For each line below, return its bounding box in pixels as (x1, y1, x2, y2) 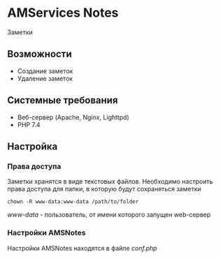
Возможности (7, 48, 72, 60)
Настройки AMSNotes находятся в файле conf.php (7, 244, 157, 252)
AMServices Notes (7, 5, 119, 21)
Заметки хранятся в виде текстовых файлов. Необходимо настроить (7, 177, 213, 186)
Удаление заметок (17, 74, 73, 82)
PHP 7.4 (17, 120, 41, 128)
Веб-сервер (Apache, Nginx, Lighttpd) (17, 113, 129, 121)
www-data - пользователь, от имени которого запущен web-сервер (7, 211, 211, 219)
